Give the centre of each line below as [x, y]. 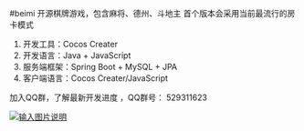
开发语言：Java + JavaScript [77, 55]
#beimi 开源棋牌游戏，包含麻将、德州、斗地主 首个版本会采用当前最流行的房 [152, 13]
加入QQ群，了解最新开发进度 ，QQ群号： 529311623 [109, 97]
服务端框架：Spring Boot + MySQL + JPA [100, 67]
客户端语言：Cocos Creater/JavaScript [95, 78]
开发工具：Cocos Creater [70, 44]
